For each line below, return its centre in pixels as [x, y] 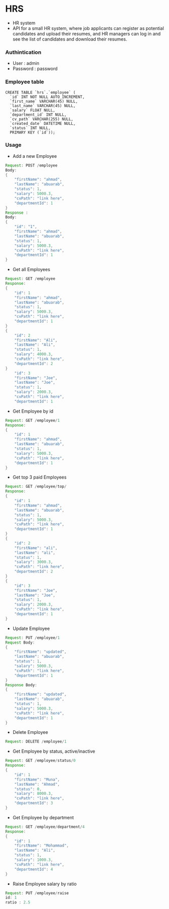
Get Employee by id [33, 411]
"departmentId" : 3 [34, 803]
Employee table [25, 82]
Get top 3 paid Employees [39, 477]
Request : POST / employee [31, 165]
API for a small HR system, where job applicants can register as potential [88, 28]
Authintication [23, 52]
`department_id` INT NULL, [38, 115]
